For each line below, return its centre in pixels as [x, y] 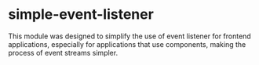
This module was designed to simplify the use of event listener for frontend [129, 36]
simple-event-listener [81, 14]
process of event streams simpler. [63, 52]
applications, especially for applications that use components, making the [127, 44]
